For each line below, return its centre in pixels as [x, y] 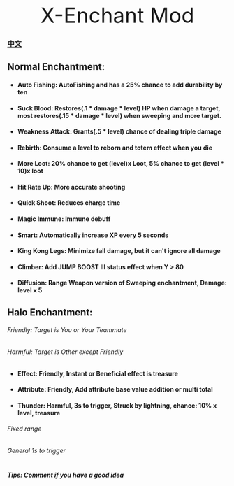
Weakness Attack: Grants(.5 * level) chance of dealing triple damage [119, 131]
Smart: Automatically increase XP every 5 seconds [93, 235]
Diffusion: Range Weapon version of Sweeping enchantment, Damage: [122, 283]
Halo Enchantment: [50, 312]
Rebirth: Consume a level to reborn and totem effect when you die [115, 148]
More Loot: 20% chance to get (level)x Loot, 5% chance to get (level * [121, 164]
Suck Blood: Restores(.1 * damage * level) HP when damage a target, [119, 108]
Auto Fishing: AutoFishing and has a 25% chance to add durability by [120, 85]
